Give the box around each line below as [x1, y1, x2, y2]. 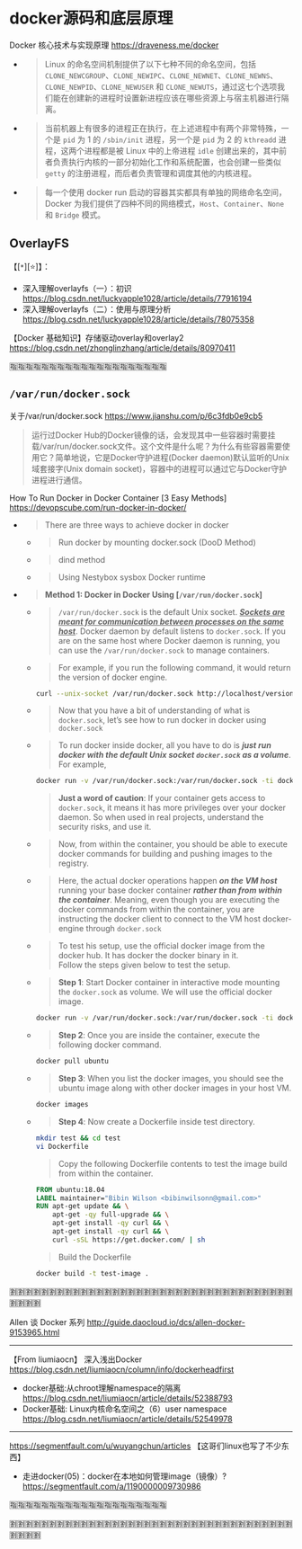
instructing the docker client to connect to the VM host [58, 913, 261, 924]
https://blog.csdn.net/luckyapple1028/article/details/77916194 [22, 293, 253, 304]
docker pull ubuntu [35, 1057, 110, 1066]
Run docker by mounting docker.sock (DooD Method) [58, 537, 256, 547]
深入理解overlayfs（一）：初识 [22, 282, 132, 293]
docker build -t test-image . [35, 1269, 150, 1277]
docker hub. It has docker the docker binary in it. [58, 950, 239, 961]
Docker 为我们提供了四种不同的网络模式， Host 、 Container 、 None [44, 198, 285, 209]
